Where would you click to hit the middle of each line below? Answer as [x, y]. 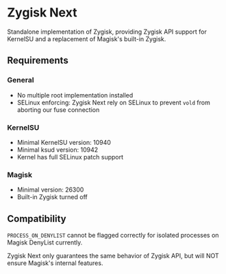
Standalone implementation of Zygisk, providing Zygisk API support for [107, 32]
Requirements [38, 61]
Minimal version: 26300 [50, 190]
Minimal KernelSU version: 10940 [64, 142]
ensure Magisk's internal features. [55, 263]
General [21, 80]
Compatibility [37, 219]
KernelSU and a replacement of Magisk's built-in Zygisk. [87, 38]
